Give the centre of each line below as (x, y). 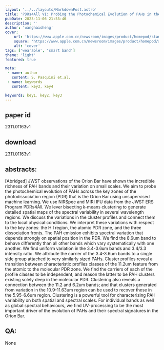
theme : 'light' (20, 55)
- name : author (22, 73)
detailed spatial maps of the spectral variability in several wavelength (74, 212)
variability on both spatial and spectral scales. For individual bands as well (80, 300)
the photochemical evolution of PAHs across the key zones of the (71, 191)
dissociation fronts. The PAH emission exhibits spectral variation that (74, 233)
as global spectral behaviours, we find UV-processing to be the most (74, 305)
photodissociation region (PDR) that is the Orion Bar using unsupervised (77, 196)
